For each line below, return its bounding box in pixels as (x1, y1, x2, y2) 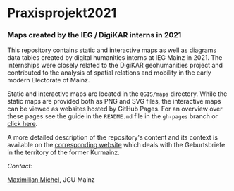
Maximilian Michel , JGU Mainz (7, 175, 95, 184)
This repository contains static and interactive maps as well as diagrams (7, 46, 217, 54)
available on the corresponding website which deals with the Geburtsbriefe (7, 141, 226, 149)
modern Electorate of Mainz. (7, 76, 90, 85)
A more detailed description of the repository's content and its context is (7, 133, 218, 142)
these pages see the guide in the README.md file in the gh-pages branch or (7, 112, 218, 121)
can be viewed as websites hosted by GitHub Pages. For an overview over (7, 104, 223, 113)
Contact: (7, 162, 33, 171)
